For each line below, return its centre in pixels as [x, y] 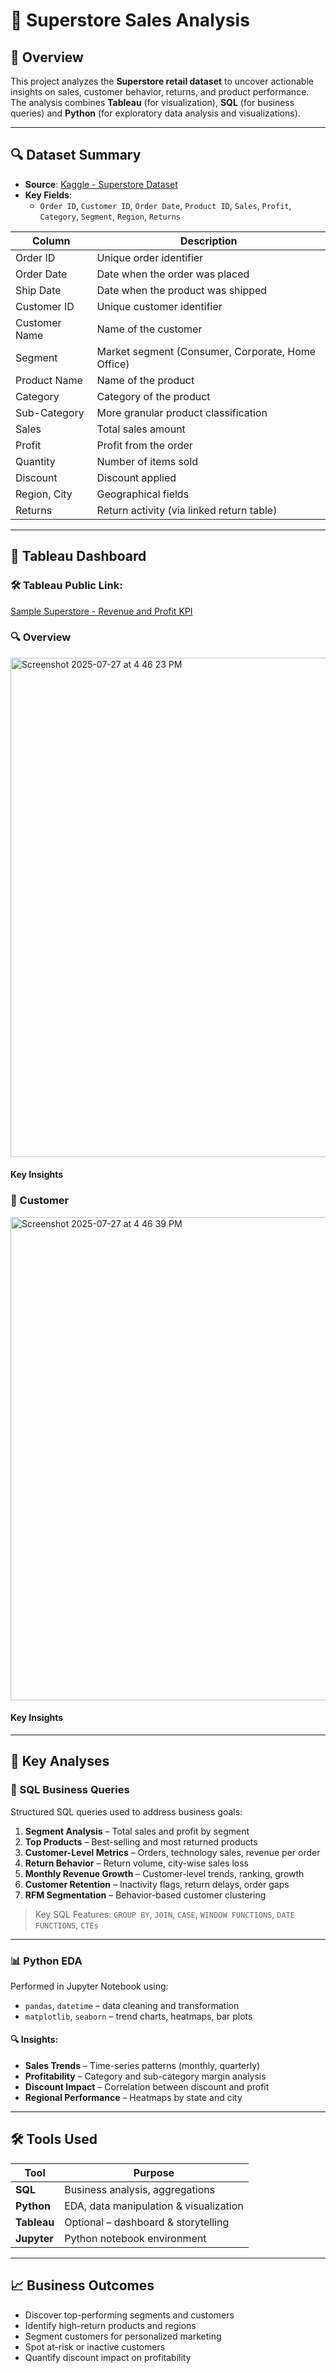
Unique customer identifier [159, 306]
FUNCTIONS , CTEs [66, 1925]
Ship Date [38, 290]
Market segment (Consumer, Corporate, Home [206, 351]
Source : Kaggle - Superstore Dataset [101, 184]
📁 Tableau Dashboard [78, 556]
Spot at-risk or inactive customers [95, 2346]
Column [51, 241]
